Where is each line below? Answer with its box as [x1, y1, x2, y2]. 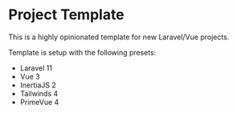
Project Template [8, 6, 125, 24]
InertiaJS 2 [19, 80, 56, 90]
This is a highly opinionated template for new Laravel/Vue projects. [8, 32, 230, 42]
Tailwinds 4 [19, 88, 59, 98]
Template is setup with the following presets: [8, 47, 157, 57]
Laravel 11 [19, 63, 52, 73]
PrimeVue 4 [19, 97, 59, 107]
